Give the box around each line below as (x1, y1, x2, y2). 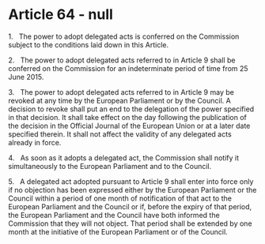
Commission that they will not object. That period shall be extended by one (8, 219, 252, 228)
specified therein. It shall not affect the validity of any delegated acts (8, 129, 232, 139)
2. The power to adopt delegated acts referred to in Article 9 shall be (8, 55, 236, 65)
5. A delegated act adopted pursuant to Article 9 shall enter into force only (8, 176, 254, 186)
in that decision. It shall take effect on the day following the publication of (8, 112, 247, 122)
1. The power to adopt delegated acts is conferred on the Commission (8, 32, 240, 41)
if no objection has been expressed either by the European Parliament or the (8, 185, 257, 194)
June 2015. (8, 72, 44, 81)
